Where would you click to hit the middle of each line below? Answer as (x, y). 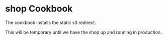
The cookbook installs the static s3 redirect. (51, 22)
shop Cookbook (39, 9)
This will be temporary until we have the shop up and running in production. (83, 32)
